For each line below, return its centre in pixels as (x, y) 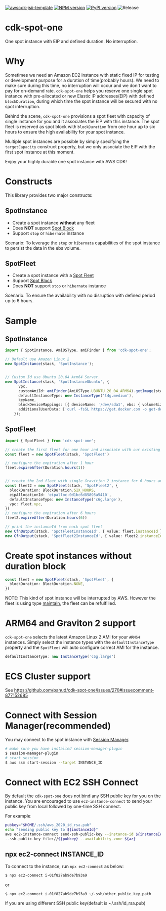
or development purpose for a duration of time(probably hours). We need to (82, 80)
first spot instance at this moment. (40, 152)
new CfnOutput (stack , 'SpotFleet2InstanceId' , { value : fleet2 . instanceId (84, 536)
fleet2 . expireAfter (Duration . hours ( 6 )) (46, 518)
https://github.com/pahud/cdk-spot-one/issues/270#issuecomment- (84, 690)
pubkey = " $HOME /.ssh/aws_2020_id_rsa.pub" (48, 825)
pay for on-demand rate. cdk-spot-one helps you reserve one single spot (79, 91)
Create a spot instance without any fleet (53, 223)
